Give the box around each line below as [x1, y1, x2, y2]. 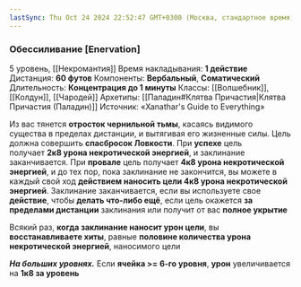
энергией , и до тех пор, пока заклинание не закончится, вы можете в [9, 166, 278, 177]
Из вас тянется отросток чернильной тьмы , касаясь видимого [9, 118, 254, 129]
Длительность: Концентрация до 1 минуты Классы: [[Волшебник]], [9, 82, 270, 92]
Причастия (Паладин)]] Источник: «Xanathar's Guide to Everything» [9, 100, 265, 112]
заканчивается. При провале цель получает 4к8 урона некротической [9, 156, 285, 167]
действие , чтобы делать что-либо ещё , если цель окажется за [9, 195, 254, 205]
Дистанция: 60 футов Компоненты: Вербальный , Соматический [9, 73, 261, 83]
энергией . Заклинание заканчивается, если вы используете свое [9, 185, 262, 196]
